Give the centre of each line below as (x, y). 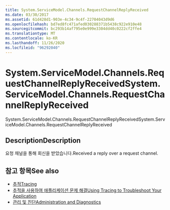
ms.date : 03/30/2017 (27, 15)
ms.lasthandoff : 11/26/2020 (35, 43)
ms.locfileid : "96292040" (32, 48)
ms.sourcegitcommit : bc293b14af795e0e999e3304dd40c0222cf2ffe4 (74, 29)
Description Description (43, 140)
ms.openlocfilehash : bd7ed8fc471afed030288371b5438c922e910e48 (74, 24)
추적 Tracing (25, 184)
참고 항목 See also (32, 171)
